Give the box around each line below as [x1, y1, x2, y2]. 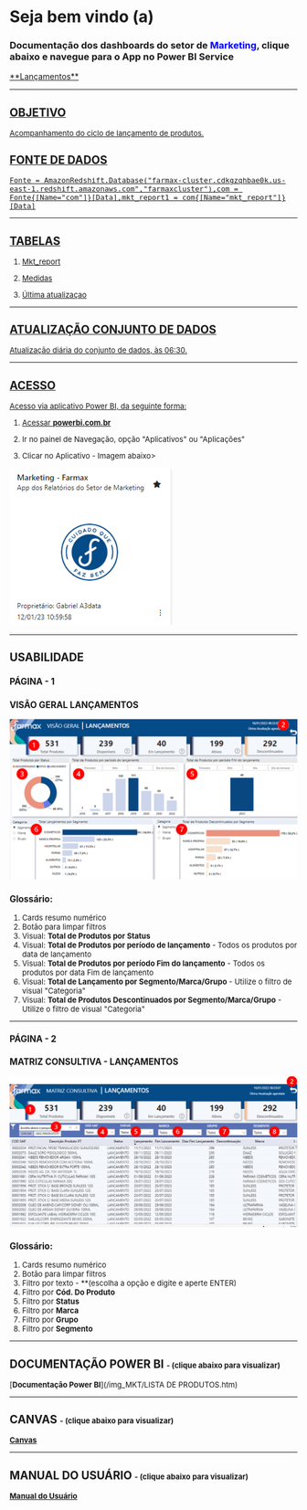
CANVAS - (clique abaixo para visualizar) [9, 1412, 175, 1427]
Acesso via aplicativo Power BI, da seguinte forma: [9, 400, 187, 411]
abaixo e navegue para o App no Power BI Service [9, 50, 235, 63]
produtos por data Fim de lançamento [22, 966, 154, 977]
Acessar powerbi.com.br [22, 417, 111, 428]
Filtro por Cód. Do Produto [22, 1287, 116, 1298]
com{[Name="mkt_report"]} [182, 193, 286, 203]
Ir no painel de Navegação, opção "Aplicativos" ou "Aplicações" [22, 434, 245, 444]
